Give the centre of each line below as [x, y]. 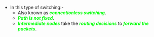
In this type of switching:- [37, 7]
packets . [27, 29]
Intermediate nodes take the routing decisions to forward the [83, 23]
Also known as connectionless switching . [62, 13]
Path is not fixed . [36, 18]
